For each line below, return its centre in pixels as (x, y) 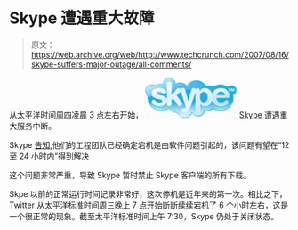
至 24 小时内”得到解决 (49, 156)
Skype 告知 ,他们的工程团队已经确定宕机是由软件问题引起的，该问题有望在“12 (149, 144)
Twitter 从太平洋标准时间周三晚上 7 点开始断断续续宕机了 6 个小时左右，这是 (149, 205)
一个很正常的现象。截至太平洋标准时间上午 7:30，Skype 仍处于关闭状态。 (144, 216)
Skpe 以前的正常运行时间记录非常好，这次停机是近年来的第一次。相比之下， (148, 193)
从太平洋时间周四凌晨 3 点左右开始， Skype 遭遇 (145, 115)
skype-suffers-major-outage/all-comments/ (111, 64)
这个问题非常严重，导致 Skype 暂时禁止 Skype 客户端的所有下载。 (130, 175)
